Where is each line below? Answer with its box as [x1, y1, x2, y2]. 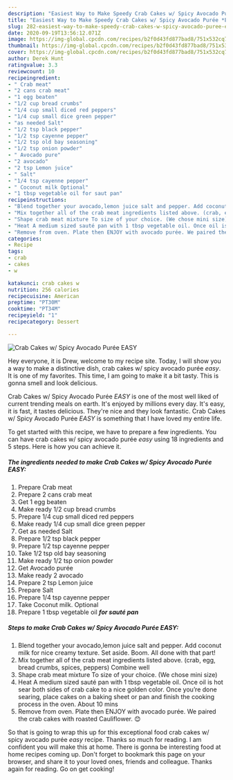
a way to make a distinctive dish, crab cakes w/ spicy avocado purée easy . [8, 364, 221, 372]
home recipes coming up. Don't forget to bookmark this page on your [8, 750, 206, 758]
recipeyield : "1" [8, 312, 58, 319]
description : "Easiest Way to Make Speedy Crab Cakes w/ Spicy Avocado [8, 10, 218, 17]
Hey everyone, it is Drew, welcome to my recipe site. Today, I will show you [8, 357, 221, 365]
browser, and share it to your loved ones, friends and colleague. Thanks [8, 757, 213, 765]
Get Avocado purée [17, 564, 73, 572]
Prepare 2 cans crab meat [17, 490, 93, 499]
